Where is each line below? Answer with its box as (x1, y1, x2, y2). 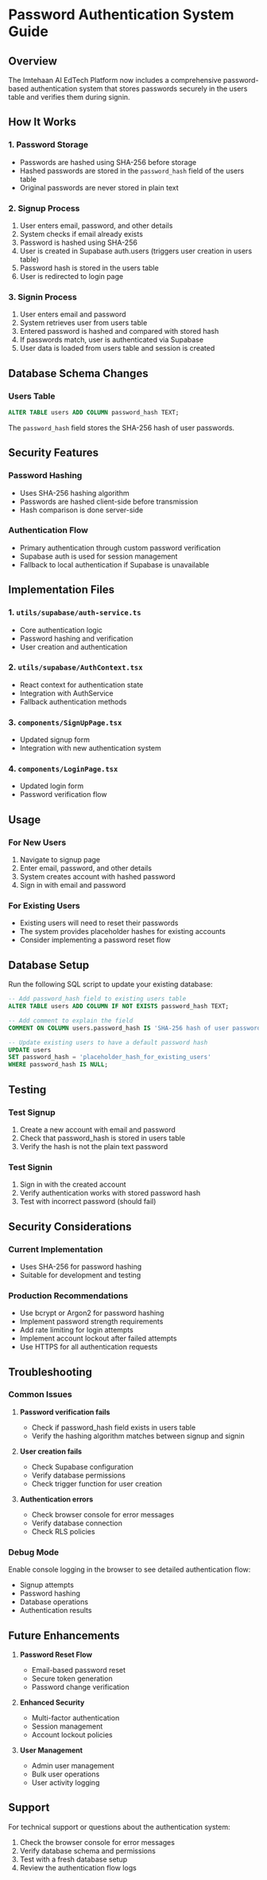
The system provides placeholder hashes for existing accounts (19, 927, 226, 936)
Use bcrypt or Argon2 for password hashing (19, 1309, 164, 1318)
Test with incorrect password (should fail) (19, 1197, 157, 1207)
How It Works (8, 116, 77, 129)
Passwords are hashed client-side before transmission (19, 496, 199, 506)
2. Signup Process (8, 202, 80, 214)
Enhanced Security (19, 1697, 85, 1707)
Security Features (8, 446, 99, 460)
